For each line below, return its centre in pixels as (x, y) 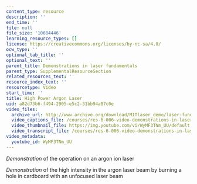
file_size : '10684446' (34, 33)
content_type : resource (35, 11)
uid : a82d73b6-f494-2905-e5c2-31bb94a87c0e (60, 104)
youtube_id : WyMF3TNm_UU (42, 142)
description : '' (26, 17)
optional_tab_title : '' (35, 55)
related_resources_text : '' (40, 77)
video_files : (22, 109)
